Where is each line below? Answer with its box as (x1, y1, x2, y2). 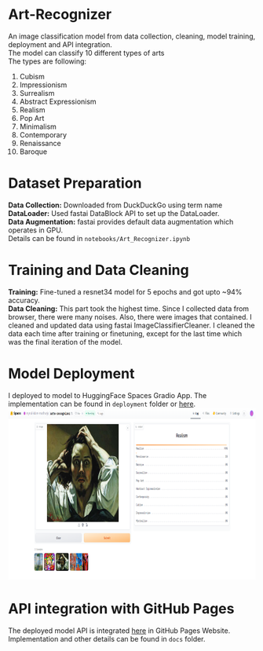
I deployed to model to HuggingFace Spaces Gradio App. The (8, 390, 207, 400)
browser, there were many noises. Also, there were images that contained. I (8, 312, 253, 321)
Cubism (19, 71, 45, 81)
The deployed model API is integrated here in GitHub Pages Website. (8, 626, 231, 635)
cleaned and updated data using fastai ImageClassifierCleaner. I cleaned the (8, 320, 255, 330)
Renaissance (19, 138, 61, 148)
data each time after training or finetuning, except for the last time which (8, 328, 243, 338)
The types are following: (8, 57, 87, 66)
